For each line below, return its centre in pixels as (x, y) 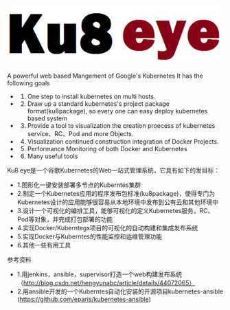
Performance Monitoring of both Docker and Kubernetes (107, 148)
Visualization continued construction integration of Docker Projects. (123, 141)
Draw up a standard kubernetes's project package (99, 103)
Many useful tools (53, 156)
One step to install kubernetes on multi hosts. (91, 96)
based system (47, 118)
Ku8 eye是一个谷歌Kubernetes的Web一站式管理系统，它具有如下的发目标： (114, 170)
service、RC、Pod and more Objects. (80, 133)
